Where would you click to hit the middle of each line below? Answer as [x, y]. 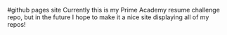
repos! [17, 24]
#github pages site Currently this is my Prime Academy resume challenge [113, 10]
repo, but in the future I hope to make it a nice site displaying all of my [108, 17]
